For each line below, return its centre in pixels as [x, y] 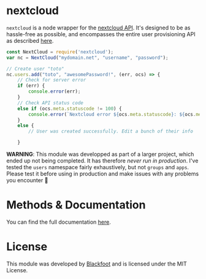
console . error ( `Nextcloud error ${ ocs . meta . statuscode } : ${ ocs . [112, 114]
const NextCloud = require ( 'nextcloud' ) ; [60, 52]
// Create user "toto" [35, 69]
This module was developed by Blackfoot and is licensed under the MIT [97, 264]
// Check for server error [52, 80]
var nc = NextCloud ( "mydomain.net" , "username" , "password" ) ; [87, 58]
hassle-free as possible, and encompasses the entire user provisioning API [101, 34]
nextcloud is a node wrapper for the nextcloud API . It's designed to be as [98, 28]
